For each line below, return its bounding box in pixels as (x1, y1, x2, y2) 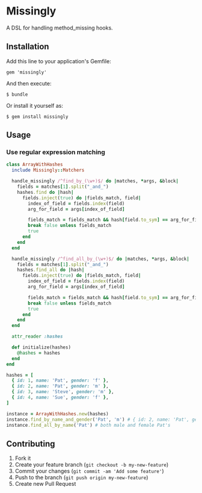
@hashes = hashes (17, 350, 61, 356)
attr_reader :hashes (11, 333, 63, 340)
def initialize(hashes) (11, 344, 71, 350)
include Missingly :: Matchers (11, 167, 85, 173)
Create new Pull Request (14, 480, 76, 488)
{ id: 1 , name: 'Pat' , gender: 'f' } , (11, 377, 109, 383)
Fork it (14, 454, 31, 462)
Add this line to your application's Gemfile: (6, 57, 111, 64)
